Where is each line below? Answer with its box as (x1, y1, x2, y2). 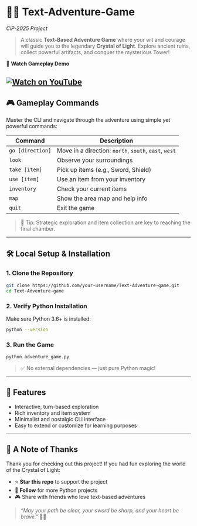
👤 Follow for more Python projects (14, 487, 98, 494)
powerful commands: (6, 123, 57, 130)
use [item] (9, 176, 39, 183)
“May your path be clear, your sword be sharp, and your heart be (20, 507, 179, 514)
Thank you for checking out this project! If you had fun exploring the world (6, 460, 186, 467)
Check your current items (56, 185, 127, 193)
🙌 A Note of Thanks (6, 444, 78, 455)
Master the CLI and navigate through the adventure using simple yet (6, 116, 171, 124)
